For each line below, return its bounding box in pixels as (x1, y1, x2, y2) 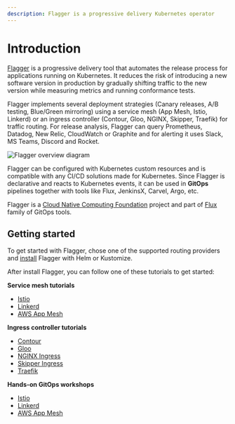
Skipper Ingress (17, 359, 63, 368)
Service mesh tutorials (7, 281, 75, 290)
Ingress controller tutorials (7, 324, 87, 332)
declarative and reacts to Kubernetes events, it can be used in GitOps (7, 179, 209, 187)
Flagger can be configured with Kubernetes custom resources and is (7, 164, 206, 173)
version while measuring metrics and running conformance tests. (7, 86, 196, 95)
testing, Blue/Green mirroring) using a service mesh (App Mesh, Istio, (7, 107, 208, 116)
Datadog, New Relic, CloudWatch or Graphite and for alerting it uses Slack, (7, 129, 223, 138)
